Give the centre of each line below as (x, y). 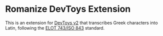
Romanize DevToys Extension (68, 9)
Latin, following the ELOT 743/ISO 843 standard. (55, 28)
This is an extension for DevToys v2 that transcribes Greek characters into (82, 23)
